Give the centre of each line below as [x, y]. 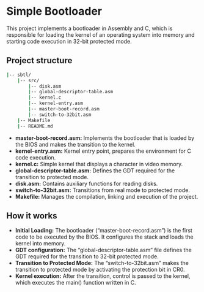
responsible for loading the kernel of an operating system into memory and [100, 34]
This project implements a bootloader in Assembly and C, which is [89, 28]
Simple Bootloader [54, 11]
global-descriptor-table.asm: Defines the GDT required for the [95, 171]
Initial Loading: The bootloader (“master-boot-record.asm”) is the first [104, 231]
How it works [32, 216]
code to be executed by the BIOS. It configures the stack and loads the [104, 237]
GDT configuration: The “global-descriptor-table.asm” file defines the [104, 250]
